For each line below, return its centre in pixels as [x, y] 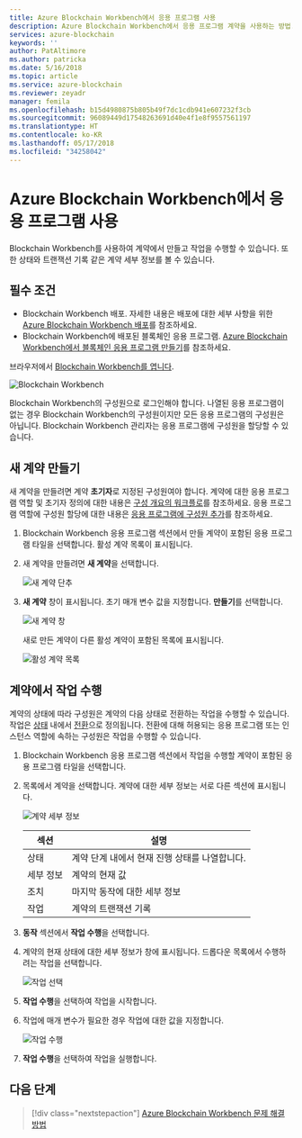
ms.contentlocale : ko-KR [56, 135]
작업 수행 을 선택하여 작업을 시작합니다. [89, 1001]
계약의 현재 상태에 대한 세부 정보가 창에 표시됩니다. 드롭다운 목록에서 [142, 952]
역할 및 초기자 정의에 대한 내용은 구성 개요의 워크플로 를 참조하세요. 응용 [143, 503]
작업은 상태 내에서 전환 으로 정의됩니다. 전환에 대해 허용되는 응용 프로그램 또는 [145, 725]
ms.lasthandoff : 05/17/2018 [62, 143]
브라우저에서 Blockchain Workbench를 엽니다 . [92, 366]
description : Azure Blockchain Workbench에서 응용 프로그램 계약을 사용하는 [142, 26]
